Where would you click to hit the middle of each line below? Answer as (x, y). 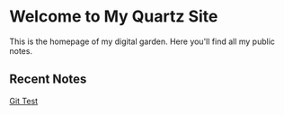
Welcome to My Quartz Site (114, 17)
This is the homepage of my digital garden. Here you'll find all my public (142, 41)
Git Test (24, 101)
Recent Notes (48, 80)
